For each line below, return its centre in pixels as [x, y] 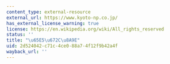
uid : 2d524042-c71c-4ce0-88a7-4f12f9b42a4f [62, 46]
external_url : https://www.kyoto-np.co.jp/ [62, 18]
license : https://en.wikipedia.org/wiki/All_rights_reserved [85, 29]
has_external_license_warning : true [53, 23]
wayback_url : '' [27, 52]
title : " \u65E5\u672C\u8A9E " [43, 40]
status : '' [20, 35]
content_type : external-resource [49, 12]
